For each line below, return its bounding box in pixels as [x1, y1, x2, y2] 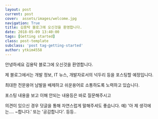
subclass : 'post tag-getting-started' [5, 43, 83, 48]
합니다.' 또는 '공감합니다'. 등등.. [17, 108, 77, 114]
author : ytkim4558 [5, 47, 42, 52]
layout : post [5, 7, 32, 12]
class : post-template [5, 39, 49, 44]
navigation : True [5, 20, 40, 26]
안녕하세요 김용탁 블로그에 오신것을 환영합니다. [5, 61, 94, 67]
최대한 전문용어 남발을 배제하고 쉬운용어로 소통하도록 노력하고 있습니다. [5, 82, 140, 88]
